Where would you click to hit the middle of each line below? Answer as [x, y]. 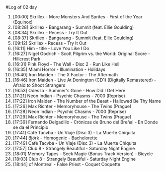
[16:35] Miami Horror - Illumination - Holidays [59, 69]
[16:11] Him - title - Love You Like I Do [51, 48]
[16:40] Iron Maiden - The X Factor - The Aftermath [65, 75]
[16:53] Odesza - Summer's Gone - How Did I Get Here [69, 90]
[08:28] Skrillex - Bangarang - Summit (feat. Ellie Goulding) [73, 27]
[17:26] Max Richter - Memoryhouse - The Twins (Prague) [72, 106]
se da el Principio [31, 127]
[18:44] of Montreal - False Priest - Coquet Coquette [67, 164]
